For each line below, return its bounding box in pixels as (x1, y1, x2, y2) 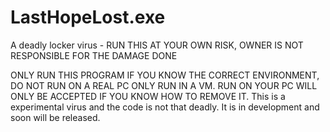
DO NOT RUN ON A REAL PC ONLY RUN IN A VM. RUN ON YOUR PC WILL (10, 79, 318, 91)
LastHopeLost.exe (10, 6, 166, 29)
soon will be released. (10, 111, 101, 123)
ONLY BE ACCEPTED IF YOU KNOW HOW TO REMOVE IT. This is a (10, 90, 286, 102)
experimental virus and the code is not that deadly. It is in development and (10, 101, 320, 113)
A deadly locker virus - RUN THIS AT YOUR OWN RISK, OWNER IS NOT (10, 39, 304, 51)
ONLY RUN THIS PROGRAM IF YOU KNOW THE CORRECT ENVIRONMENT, (10, 69, 320, 81)
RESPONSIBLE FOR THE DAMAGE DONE (10, 49, 178, 61)
